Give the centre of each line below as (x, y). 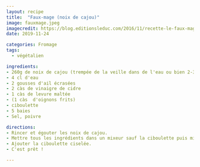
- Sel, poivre (24, 116)
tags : (13, 50)
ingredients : (22, 66)
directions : (21, 127)
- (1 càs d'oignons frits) (41, 100)
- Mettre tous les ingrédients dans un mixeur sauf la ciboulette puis (97, 138)
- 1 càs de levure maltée (38, 94)
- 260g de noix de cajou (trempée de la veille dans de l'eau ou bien (96, 72)
